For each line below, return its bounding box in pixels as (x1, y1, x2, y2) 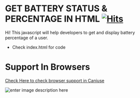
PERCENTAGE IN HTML (5, 13, 100, 24)
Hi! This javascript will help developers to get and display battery (5, 29, 135, 35)
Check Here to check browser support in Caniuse (5, 77, 105, 83)
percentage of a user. (5, 35, 48, 41)
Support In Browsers (5, 62, 90, 73)
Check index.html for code (12, 44, 66, 50)
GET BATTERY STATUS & (5, 3, 108, 14)
